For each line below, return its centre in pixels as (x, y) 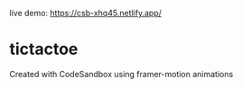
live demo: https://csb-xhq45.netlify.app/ (86, 13)
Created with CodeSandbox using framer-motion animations (121, 74)
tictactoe (44, 49)
